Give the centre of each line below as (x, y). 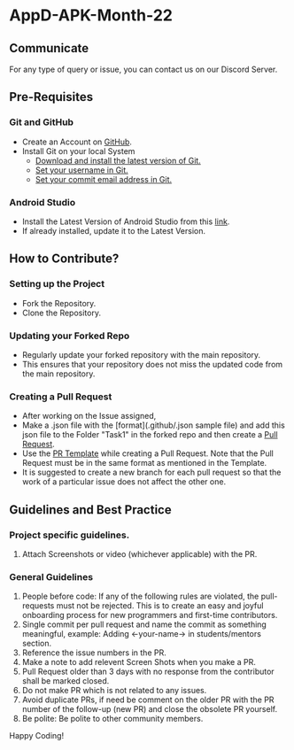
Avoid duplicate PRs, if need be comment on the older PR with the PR (148, 700)
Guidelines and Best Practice (90, 510)
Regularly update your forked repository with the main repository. (141, 354)
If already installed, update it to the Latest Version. (114, 230)
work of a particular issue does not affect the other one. (124, 482)
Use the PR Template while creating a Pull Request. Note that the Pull (148, 453)
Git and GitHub (41, 122)
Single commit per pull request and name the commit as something (144, 624)
